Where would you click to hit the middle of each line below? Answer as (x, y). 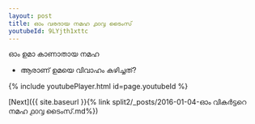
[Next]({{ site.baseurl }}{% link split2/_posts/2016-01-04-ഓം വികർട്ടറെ (127, 102)
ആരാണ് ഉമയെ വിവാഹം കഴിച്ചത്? (78, 71)
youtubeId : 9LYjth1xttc (49, 31)
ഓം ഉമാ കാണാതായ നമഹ (54, 54)
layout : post (30, 16)
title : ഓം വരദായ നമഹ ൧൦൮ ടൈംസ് (70, 24)
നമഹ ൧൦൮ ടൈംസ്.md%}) (53, 111)
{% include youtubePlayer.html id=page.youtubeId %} (98, 87)
